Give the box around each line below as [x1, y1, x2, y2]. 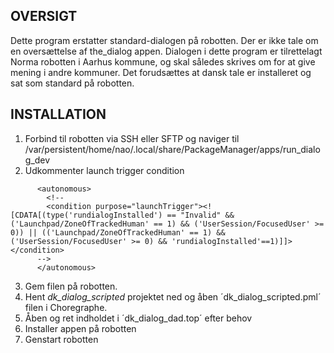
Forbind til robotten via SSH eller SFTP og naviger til [24, 132, 240, 144]
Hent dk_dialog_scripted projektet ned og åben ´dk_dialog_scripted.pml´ [24, 290, 322, 303]
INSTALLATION [10, 106, 107, 123]
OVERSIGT [10, 8, 78, 25]
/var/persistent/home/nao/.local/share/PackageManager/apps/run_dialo [24, 143, 321, 155]
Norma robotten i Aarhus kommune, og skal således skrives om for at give [10, 55, 316, 68]
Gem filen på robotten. [24, 280, 118, 292]
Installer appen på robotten [24, 322, 137, 334]
